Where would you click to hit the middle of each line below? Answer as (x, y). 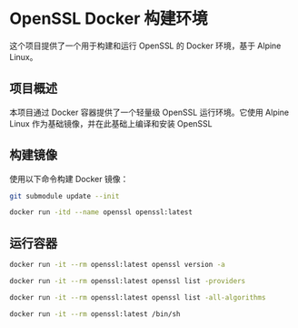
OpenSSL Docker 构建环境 (109, 19)
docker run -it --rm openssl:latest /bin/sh (95, 314)
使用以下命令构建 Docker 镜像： (69, 179)
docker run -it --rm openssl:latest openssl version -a (117, 265)
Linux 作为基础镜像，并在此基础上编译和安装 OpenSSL (111, 123)
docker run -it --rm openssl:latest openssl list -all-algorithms (138, 297)
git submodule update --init (65, 196)
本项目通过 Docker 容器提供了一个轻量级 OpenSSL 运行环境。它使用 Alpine (149, 112)
